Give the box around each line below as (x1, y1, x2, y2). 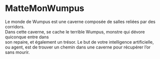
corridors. (5, 24, 25, 29)
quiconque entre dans (5, 34, 49, 40)
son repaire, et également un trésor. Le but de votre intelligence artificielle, (5, 39, 154, 45)
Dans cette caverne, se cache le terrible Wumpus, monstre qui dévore (5, 29, 145, 35)
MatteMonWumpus (5, 3, 85, 14)
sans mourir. (5, 49, 30, 55)
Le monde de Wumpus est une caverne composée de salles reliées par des (5, 19, 156, 24)
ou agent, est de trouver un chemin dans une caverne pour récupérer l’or (5, 44, 151, 50)
